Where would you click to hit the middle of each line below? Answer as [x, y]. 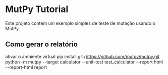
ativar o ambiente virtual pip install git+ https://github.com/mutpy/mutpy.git [82, 56]
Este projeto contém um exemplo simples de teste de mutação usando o [80, 23]
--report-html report [26, 67]
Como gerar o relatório [42, 45]
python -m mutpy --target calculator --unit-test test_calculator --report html [84, 62]
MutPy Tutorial [37, 9]
